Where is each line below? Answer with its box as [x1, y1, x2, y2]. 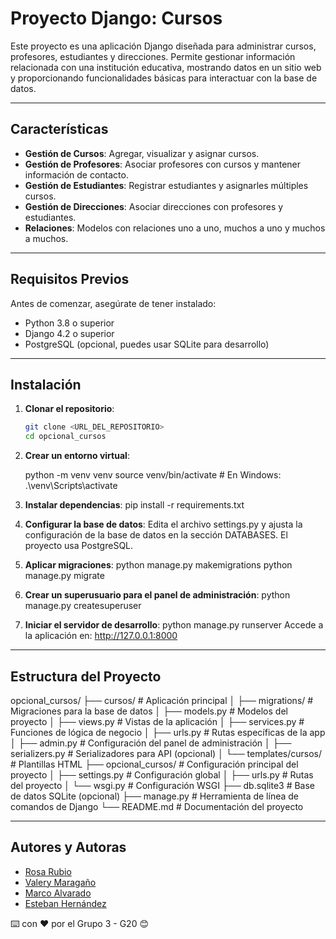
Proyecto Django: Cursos [10, 7, 223, 30]
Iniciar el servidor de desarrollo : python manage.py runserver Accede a [24, 619, 324, 631]
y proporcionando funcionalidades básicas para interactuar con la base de [10, 72, 318, 84]
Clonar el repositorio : [24, 403, 115, 415]
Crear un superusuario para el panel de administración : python [24, 589, 291, 601]
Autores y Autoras [10, 839, 127, 856]
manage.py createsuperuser [24, 600, 142, 612]
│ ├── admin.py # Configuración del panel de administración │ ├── [10, 737, 292, 749]
